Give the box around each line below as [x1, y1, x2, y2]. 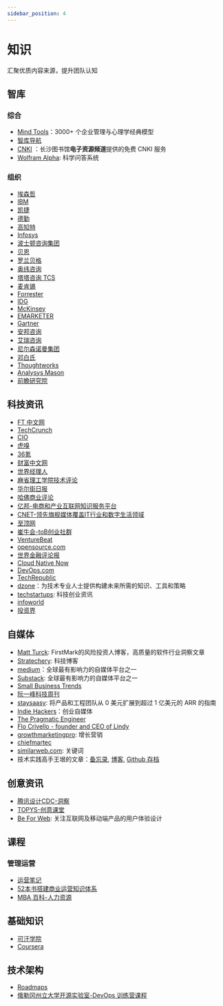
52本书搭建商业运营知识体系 [17, 884, 98, 893]
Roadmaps [17, 983, 48, 992]
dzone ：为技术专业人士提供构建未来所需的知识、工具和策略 [17, 581, 186, 590]
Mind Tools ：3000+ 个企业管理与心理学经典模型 [17, 128, 154, 136]
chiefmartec [17, 738, 52, 746]
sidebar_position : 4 [7, 10, 67, 17]
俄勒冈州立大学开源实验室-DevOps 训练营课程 [17, 992, 147, 1000]
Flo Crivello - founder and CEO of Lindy [17, 722, 129, 731]
